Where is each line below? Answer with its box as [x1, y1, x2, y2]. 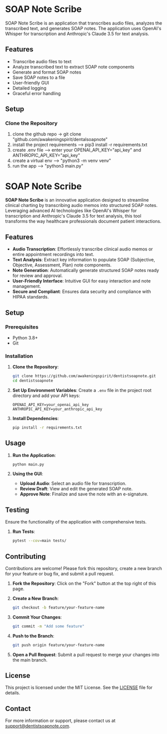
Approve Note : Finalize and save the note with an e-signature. [19, 491, 148, 497]
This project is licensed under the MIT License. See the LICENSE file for [5, 684, 153, 690]
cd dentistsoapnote [12, 378, 53, 383]
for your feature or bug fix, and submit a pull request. [5, 570, 114, 576]
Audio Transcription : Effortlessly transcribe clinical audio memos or [12, 246, 153, 252]
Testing [5, 505, 29, 514]
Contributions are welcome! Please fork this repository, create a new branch [5, 565, 162, 571]
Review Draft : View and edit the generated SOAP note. [19, 486, 133, 492]
